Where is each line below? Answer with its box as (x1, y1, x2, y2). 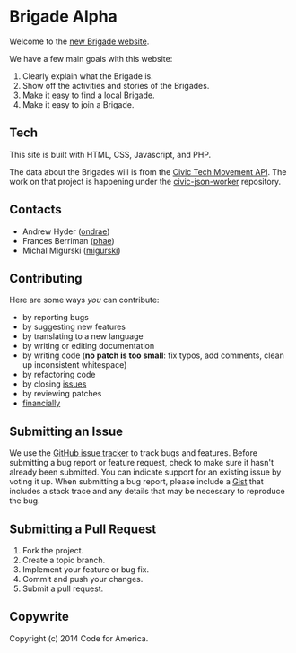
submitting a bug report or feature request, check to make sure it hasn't (9, 457, 274, 468)
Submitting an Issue (9, 423, 124, 439)
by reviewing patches (22, 388, 102, 399)
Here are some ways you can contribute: (9, 294, 160, 306)
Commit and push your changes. (22, 574, 144, 584)
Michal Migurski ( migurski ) (22, 245, 121, 256)
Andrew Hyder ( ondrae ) (22, 226, 110, 237)
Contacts (9, 202, 63, 217)
